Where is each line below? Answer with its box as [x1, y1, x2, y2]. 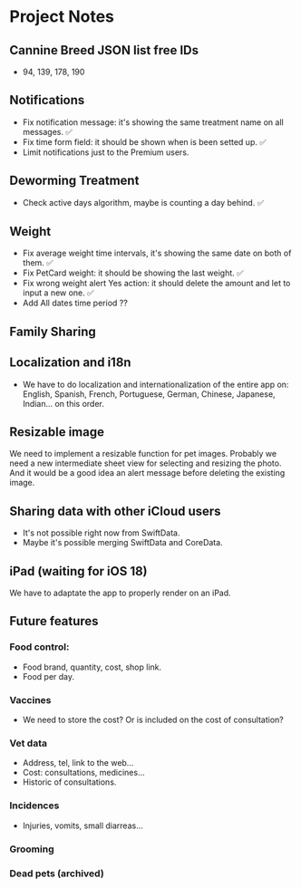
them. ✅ [22, 257, 53, 268]
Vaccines [9, 693, 52, 706]
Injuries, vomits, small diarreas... [22, 820, 143, 831]
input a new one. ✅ [22, 287, 94, 298]
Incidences [9, 799, 60, 812]
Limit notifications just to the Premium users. [22, 147, 189, 158]
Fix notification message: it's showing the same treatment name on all [22, 116, 284, 128]
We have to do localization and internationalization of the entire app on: [22, 379, 289, 390]
